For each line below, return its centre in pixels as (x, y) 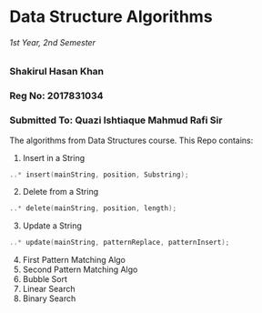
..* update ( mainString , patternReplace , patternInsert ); (120, 243)
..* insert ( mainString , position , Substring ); (99, 175)
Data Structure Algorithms (111, 17)
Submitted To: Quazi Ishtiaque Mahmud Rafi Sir (116, 120)
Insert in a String (54, 157)
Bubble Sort (45, 279)
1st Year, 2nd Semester (52, 42)
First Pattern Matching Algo (74, 260)
